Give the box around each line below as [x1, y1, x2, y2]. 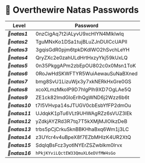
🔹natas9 [7, 94, 28, 101]
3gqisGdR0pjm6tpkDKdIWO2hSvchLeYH [36, 46, 130, 53]
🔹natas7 [7, 78, 28, 85]
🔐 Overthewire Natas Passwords [5, 4, 139, 16]
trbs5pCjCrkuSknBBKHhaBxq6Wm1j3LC [36, 126, 129, 133]
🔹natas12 [7, 117, 31, 124]
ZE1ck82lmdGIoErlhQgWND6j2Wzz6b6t [36, 94, 129, 101]
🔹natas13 [7, 126, 31, 133]
